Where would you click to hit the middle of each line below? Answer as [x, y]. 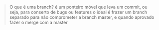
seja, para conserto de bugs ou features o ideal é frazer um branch [78, 12]
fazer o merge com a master [38, 22]
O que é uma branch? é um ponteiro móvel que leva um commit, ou [78, 7]
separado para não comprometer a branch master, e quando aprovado [82, 17]
